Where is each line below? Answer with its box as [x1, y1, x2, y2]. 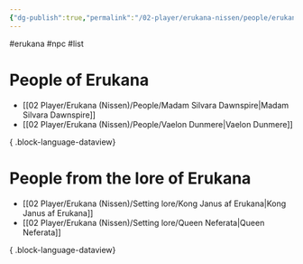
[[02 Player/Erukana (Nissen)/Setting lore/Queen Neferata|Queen [22, 217, 265, 228]
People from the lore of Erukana [9, 168, 252, 188]
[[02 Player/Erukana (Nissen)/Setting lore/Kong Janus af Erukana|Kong [22, 198, 287, 209]
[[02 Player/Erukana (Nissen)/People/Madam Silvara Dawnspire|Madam [22, 99, 289, 110]
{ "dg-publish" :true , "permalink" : [9, 13, 135, 23]
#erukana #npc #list [9, 38, 84, 49]
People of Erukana [9, 70, 150, 90]
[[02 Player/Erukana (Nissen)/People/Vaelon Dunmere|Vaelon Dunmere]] [22, 118, 293, 129]
